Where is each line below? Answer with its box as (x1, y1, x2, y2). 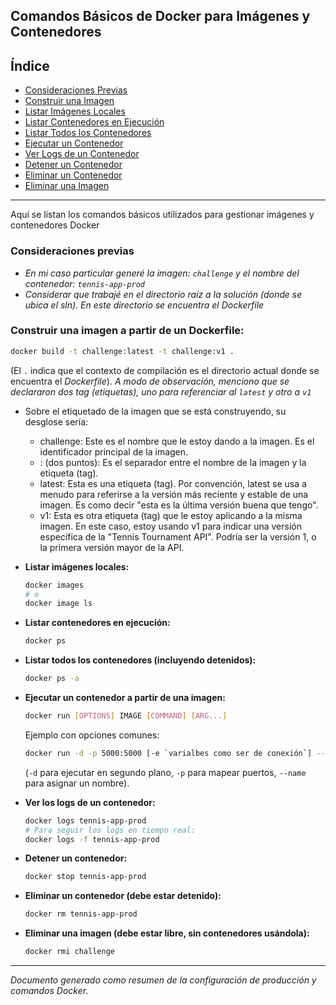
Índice (10, 57, 50, 74)
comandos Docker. (10, 985, 89, 997)
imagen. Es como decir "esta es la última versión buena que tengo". (39, 499, 319, 511)
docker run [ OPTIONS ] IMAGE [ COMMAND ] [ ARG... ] (24, 711, 228, 721)
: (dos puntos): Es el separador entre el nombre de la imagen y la (39, 456, 307, 468)
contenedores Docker (10, 219, 100, 231)
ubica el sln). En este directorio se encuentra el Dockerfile (24, 299, 265, 311)
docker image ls (24, 599, 93, 609)
